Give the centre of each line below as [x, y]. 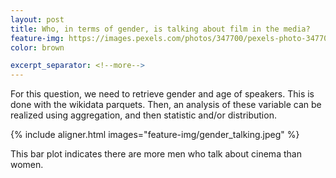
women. [27, 165]
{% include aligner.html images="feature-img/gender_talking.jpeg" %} [155, 135]
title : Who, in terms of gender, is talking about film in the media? [160, 29]
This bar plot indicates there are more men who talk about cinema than [156, 154]
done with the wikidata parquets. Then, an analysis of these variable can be [166, 105]
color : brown [37, 47]
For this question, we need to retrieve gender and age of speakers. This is [162, 94]
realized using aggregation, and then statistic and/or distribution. [143, 115]
